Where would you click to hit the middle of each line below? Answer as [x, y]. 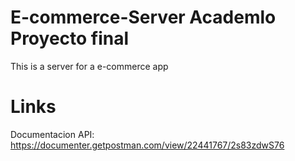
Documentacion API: [52, 134]
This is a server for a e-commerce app [89, 66]
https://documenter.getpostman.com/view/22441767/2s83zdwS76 [147, 145]
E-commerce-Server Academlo [143, 17]
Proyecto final [70, 38]
